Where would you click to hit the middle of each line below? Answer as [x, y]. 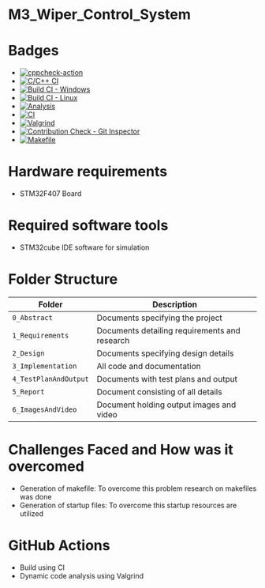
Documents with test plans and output [167, 379]
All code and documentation [149, 366]
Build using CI [42, 567]
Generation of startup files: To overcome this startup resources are [128, 505]
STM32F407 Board [50, 194]
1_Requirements [41, 335]
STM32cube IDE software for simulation [84, 247]
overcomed [46, 467]
